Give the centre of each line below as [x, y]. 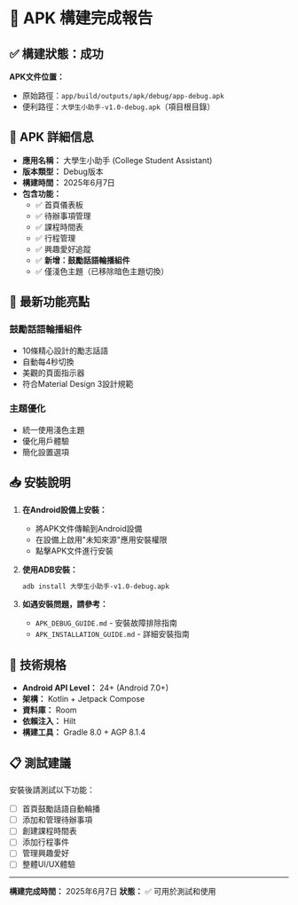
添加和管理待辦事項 [57, 820]
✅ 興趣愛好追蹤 [63, 248]
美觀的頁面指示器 [53, 373]
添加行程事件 [45, 842]
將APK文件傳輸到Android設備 [89, 528]
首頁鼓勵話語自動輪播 [61, 809]
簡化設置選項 [45, 452]
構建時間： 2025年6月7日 [68, 182]
